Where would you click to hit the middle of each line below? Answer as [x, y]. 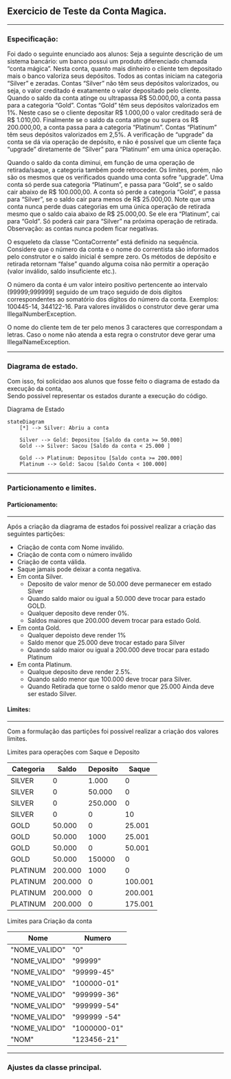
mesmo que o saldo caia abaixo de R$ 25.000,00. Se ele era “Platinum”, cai [113, 214]
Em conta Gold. [39, 628]
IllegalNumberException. [42, 314]
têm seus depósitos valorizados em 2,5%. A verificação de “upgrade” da [110, 135]
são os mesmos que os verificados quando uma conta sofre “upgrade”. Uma [115, 177]
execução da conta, [35, 388]
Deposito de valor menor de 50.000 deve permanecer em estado [119, 584]
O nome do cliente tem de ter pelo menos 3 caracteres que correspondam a [115, 328]
